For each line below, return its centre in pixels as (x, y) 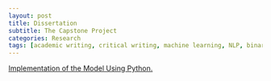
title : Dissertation (43, 23)
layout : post (30, 16)
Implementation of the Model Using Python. (81, 68)
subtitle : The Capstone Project (63, 30)
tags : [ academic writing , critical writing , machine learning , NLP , (126, 46)
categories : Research (45, 38)
